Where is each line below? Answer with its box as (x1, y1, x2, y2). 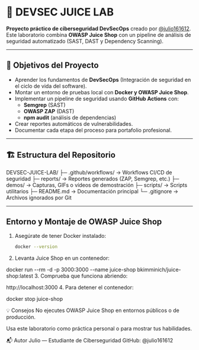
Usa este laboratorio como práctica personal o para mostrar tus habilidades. (6, 325, 192, 332)
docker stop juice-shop (6, 295, 63, 303)
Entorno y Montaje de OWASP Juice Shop (6, 217, 162, 227)
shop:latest (6, 272, 34, 279)
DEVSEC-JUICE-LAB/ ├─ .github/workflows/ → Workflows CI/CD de (6, 168, 172, 176)
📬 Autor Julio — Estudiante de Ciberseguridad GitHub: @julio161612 (6, 337, 174, 344)
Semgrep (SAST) (23, 101, 66, 109)
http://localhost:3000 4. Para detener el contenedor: (6, 284, 134, 291)
